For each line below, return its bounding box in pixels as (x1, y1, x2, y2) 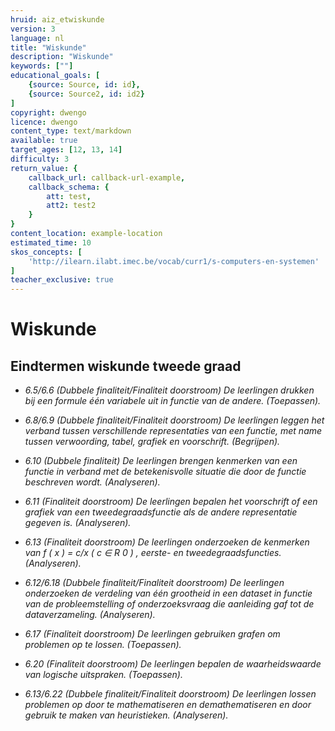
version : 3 (10, 24, 56, 34)
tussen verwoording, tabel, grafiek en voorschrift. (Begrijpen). (24, 436, 281, 448)
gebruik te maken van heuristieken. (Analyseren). (24, 709, 229, 721)
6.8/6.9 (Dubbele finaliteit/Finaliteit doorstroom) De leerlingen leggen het (24, 414, 325, 426)
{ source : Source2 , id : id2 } (28, 89, 145, 99)
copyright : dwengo (10, 107, 87, 118)
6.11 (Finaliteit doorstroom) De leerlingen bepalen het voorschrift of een (24, 496, 318, 508)
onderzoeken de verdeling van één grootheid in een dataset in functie (24, 587, 313, 600)
